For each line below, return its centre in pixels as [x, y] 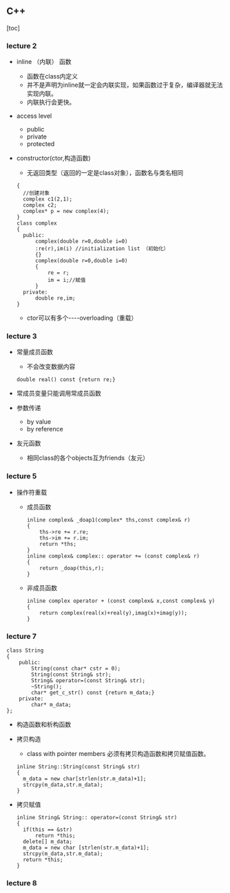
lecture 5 [22, 476]
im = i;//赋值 [66, 280]
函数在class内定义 [52, 76]
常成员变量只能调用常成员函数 [59, 393]
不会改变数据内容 [51, 367]
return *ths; [58, 544]
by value [39, 422]
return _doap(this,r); [72, 568]
